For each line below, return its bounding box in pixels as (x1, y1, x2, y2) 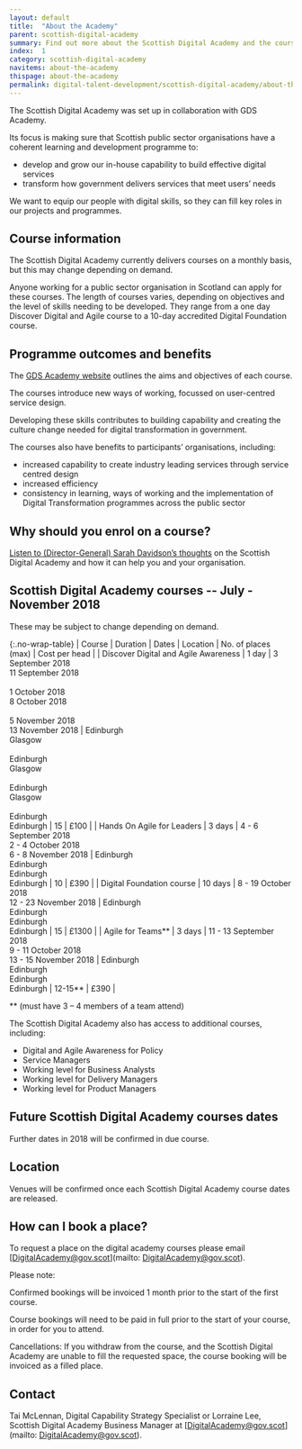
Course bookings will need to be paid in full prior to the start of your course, (9, 1314, 290, 1325)
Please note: (9, 1270, 56, 1281)
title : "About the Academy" (9, 22, 119, 31)
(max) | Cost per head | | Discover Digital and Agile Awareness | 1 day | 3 (9, 648, 279, 658)
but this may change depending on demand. (9, 265, 173, 276)
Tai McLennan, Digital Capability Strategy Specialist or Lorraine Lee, (9, 1410, 262, 1421)
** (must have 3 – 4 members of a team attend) (9, 1001, 184, 1011)
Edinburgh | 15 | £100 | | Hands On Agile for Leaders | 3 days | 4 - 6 (9, 820, 259, 831)
